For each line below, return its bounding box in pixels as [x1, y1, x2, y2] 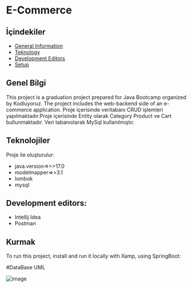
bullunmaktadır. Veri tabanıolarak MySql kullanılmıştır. [6, 118, 135, 126]
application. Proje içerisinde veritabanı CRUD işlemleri [33, 106, 163, 113]
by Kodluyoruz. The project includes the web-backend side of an [6, 100, 163, 107]
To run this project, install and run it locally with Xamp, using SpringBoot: [6, 253, 181, 260]
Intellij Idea [14, 214, 41, 221]
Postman [14, 220, 36, 227]
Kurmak [6, 237, 36, 247]
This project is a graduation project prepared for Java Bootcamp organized [6, 93, 187, 100]
